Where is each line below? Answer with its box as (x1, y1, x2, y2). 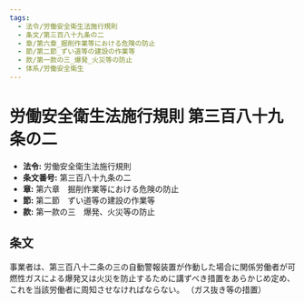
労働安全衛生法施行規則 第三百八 (9, 106, 252, 127)
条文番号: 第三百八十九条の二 (22, 172, 132, 183)
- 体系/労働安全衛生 (17, 65, 84, 74)
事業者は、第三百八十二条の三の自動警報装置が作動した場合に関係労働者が (9, 261, 288, 272)
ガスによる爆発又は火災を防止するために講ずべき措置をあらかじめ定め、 (25, 272, 295, 283)
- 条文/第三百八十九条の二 (17, 30, 104, 39)
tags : (9, 13, 30, 23)
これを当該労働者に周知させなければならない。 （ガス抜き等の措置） (9, 284, 266, 295)
